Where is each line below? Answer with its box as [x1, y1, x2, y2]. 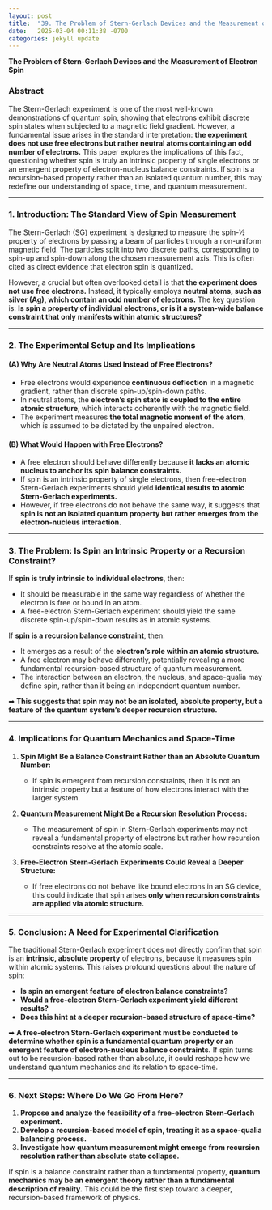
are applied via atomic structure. [32, 898, 144, 908]
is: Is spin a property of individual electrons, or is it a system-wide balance [8, 303, 264, 312]
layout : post [8, 11, 53, 20]
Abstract [8, 86, 45, 97]
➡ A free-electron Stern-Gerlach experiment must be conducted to [8, 1028, 239, 1038]
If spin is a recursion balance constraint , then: [8, 630, 166, 640]
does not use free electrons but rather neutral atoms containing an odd [8, 138, 253, 148]
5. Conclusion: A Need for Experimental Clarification [8, 926, 219, 937]
